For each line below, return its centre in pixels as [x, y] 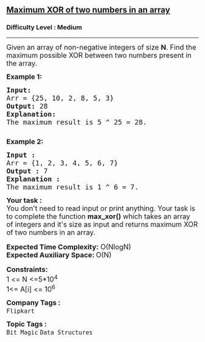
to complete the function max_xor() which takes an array [98, 216]
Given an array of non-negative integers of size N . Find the [101, 47]
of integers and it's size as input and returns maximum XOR [102, 224]
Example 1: [24, 77]
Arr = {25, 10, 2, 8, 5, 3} [60, 98]
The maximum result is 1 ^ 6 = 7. [73, 187]
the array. [22, 63]
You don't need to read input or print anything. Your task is [101, 208]
